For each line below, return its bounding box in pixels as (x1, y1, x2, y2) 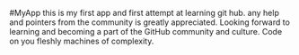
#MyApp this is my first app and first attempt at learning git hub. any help (9, 8, 280, 18)
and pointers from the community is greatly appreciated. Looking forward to (9, 17, 290, 27)
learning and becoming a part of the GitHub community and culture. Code (9, 27, 283, 36)
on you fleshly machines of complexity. (9, 35, 154, 46)
